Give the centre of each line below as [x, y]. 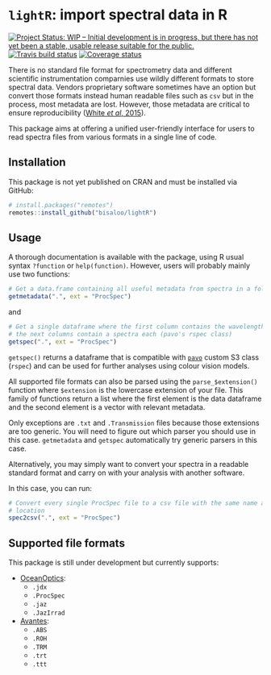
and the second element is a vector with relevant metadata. [107, 407]
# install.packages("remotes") [61, 205]
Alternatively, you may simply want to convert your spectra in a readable [129, 464]
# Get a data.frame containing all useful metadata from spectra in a [129, 289]
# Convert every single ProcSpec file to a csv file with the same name [133, 503]
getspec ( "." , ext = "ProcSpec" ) [63, 342]
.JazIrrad [49, 613]
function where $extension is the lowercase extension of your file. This [126, 390]
